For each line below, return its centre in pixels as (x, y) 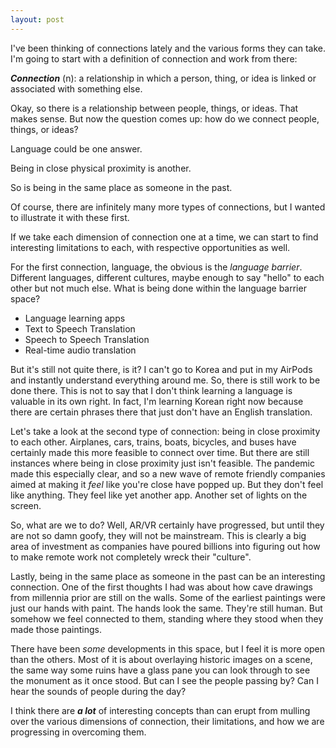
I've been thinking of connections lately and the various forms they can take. (168, 48)
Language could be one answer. (76, 148)
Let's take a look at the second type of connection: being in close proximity (165, 431)
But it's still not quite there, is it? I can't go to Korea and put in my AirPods (161, 369)
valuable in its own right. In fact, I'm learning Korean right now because (157, 401)
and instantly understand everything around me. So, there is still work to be (165, 380)
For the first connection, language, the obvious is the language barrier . (156, 267)
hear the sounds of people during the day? (98, 691)
